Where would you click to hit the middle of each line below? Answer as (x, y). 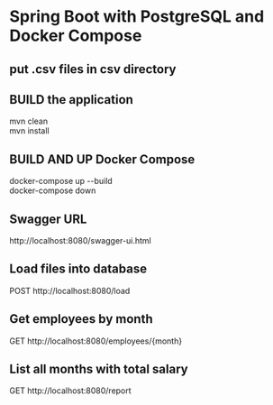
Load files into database (78, 269)
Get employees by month (81, 319)
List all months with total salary (99, 369)
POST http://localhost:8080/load (70, 290)
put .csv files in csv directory (93, 69)
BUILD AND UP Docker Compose (102, 159)
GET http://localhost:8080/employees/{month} (96, 341)
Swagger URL (48, 219)
